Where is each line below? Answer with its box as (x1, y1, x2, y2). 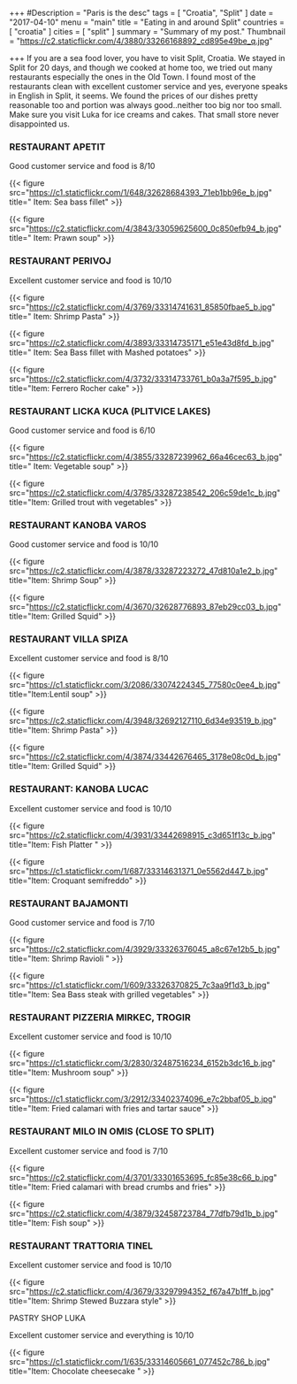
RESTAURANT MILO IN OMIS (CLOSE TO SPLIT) (9, 1126, 215, 1138)
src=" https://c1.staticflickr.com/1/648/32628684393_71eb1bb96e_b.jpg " (9, 188, 272, 198)
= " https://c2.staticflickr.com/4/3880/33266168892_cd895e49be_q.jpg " (9, 35, 273, 46)
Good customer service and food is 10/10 (9, 539, 159, 550)
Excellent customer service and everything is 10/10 (9, 1329, 194, 1340)
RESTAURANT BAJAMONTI (9, 897, 129, 910)
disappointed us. (9, 119, 71, 129)
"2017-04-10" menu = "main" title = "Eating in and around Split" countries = (9, 17, 285, 27)
